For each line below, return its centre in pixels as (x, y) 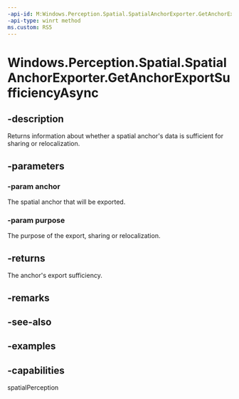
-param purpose (36, 220)
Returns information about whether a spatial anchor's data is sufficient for (116, 136)
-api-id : (20, 14)
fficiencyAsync (53, 93)
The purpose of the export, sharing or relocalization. (84, 236)
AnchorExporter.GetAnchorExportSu (119, 77)
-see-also (30, 322)
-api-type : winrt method (44, 21)
